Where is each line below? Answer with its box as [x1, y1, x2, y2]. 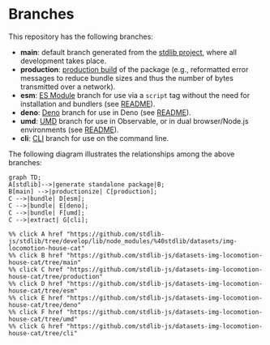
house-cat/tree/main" [8, 258, 82, 266]
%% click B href [8, 251, 63, 259]
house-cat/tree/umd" [8, 315, 79, 323]
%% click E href [8, 293, 63, 302]
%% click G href [8, 322, 63, 330]
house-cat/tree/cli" [8, 329, 79, 337]
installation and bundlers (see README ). [19, 99, 156, 109]
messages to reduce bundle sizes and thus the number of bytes [19, 73, 234, 83]
